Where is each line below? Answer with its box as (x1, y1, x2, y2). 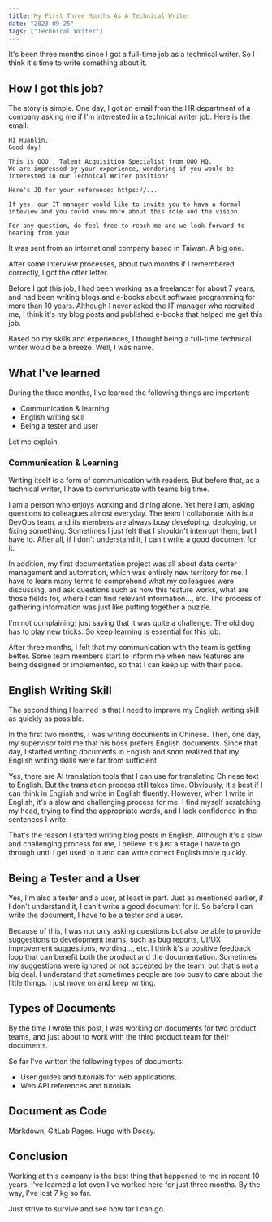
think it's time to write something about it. (8, 58, 148, 68)
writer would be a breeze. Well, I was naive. (8, 343, 154, 353)
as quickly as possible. (8, 714, 84, 723)
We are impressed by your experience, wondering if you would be (8, 165, 234, 174)
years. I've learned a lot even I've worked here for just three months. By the (8, 1180, 261, 1189)
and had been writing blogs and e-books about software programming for (8, 292, 256, 302)
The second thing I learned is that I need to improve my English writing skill (8, 706, 260, 715)
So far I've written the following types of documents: (8, 1056, 184, 1066)
